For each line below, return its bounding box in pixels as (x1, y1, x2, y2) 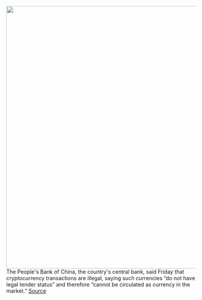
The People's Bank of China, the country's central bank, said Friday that (6, 268, 185, 275)
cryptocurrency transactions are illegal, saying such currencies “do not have (6, 275, 195, 281)
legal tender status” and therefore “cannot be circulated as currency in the (6, 281, 191, 288)
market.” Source (6, 287, 46, 294)
